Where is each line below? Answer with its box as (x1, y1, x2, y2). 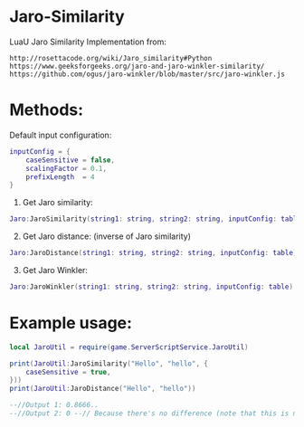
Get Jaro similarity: (22, 197, 93, 208)
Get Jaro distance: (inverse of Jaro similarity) (22, 231, 192, 242)
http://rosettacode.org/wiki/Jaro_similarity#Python (9, 53, 213, 62)
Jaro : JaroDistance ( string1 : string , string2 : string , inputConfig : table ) (9, 249, 298, 258)
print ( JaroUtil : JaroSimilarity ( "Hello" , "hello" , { (9, 359, 208, 368)
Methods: (9, 100, 84, 120)
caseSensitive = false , (25, 156, 116, 165)
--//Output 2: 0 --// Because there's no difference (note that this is (9, 409, 290, 418)
